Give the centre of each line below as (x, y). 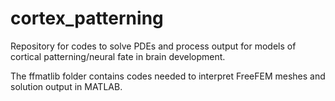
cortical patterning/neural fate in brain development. (118, 56)
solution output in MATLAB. (66, 86)
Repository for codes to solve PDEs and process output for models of (153, 46)
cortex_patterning (87, 18)
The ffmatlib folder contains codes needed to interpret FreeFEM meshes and (168, 76)
